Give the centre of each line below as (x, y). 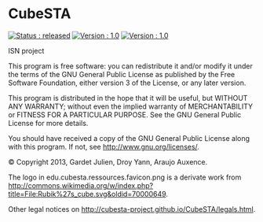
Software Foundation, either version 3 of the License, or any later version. (127, 83)
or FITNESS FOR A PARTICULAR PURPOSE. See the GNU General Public (125, 114)
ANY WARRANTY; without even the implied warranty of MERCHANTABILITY (131, 106)
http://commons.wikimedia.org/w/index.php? (81, 185)
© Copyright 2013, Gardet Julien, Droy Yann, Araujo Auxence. (108, 161)
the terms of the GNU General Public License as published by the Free (122, 74)
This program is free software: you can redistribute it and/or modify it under (130, 66)
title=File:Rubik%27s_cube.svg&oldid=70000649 (87, 194)
